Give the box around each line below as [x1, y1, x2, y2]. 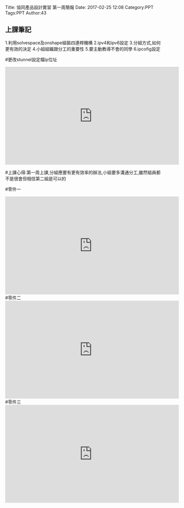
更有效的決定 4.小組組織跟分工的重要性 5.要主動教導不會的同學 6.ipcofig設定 [5, 46, 161, 52]
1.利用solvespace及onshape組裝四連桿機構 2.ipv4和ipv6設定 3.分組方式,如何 [5, 39, 161, 46]
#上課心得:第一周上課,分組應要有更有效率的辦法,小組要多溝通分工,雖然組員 [5, 169, 156, 175]
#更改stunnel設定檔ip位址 [5, 56, 58, 62]
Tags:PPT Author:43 [5, 10, 47, 16]
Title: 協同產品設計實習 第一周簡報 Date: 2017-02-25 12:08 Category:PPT [5, 4, 154, 10]
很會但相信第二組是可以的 [13, 176, 66, 182]
